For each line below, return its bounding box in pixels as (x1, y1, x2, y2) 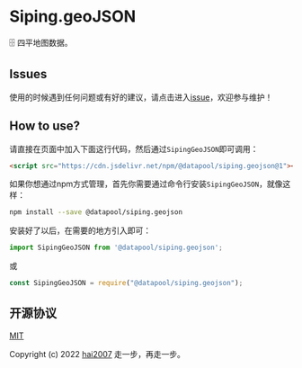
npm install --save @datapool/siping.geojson (9, 208, 182, 217)
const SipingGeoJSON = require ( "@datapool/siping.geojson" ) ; (9, 279, 244, 288)
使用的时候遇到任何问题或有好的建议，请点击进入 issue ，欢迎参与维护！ (9, 92, 273, 103)
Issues (9, 67, 48, 82)
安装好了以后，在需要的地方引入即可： (9, 225, 151, 236)
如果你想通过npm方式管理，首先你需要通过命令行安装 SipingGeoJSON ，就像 (9, 178, 283, 190)
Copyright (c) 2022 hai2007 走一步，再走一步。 (9, 348, 186, 359)
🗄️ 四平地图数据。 (9, 37, 73, 48)
